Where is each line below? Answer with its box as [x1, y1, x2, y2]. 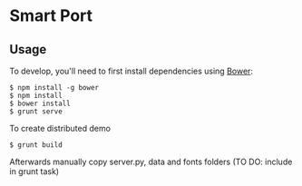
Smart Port [9, 5, 93, 26]
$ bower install [9, 99, 71, 108]
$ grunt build [9, 141, 63, 150]
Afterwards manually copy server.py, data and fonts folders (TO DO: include [9, 156, 293, 167]
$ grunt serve [9, 107, 63, 116]
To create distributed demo [9, 123, 112, 133]
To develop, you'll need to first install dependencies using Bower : [9, 65, 254, 76]
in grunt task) [9, 166, 60, 177]
